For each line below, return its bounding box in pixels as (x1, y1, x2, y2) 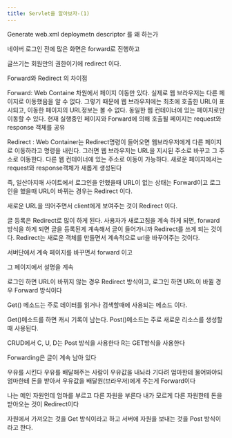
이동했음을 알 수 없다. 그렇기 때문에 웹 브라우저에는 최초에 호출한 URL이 (25, 97, 217, 106)
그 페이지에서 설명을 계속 (7, 263, 74, 271)
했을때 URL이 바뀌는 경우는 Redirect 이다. (19, 187, 133, 195)
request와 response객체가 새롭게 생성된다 (7, 163, 122, 172)
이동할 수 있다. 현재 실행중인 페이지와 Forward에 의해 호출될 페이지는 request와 (7, 115, 222, 123)
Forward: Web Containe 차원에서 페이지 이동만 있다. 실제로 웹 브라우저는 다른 (7, 88, 218, 97)
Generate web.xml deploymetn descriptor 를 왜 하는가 (7, 30, 159, 38)
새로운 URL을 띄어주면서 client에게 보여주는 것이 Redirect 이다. (7, 201, 178, 210)
